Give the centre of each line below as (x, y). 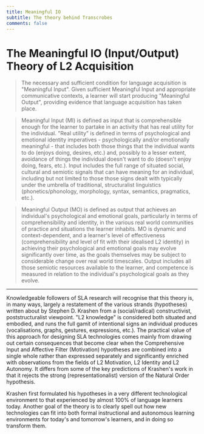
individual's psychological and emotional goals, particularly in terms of (109, 216)
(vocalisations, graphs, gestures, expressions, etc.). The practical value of (99, 330)
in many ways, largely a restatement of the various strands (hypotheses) (97, 305)
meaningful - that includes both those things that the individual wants (108, 146)
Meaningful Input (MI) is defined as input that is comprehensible (101, 120)
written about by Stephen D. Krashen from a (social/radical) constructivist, (99, 311)
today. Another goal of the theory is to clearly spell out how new (87, 407)
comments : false (27, 23)
